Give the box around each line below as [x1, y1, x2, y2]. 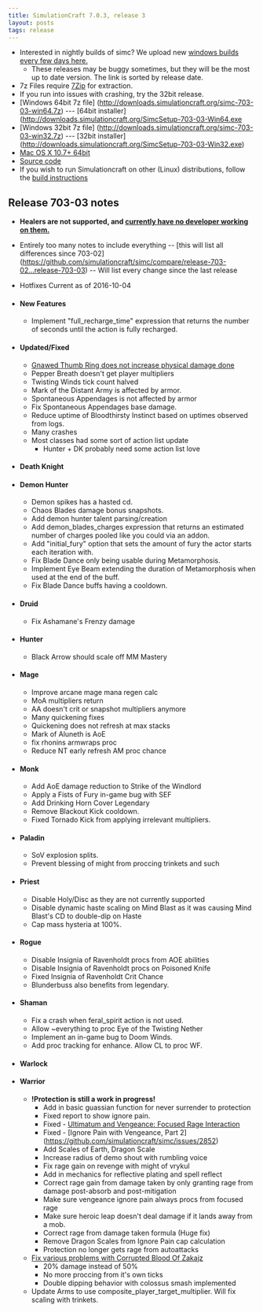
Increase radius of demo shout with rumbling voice [42, 1152, 208, 1162]
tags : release [8, 26, 55, 34]
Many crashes [31, 427, 78, 437]
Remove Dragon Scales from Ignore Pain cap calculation [42, 1236, 226, 1246]
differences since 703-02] [19, 249, 104, 258]
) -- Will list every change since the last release [85, 265, 238, 275]
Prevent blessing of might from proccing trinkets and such [31, 859, 220, 868]
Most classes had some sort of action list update [31, 435, 189, 445]
